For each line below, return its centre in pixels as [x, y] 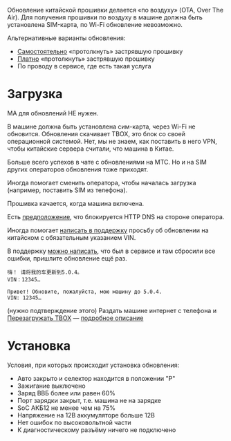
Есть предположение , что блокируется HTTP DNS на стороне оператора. [116, 216]
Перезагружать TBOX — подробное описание [75, 318]
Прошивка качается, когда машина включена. [76, 203]
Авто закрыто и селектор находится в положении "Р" [96, 378]
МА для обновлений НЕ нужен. [53, 113]
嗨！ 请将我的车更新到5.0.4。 [45, 272]
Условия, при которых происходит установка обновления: [93, 365]
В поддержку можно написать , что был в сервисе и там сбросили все [111, 251]
